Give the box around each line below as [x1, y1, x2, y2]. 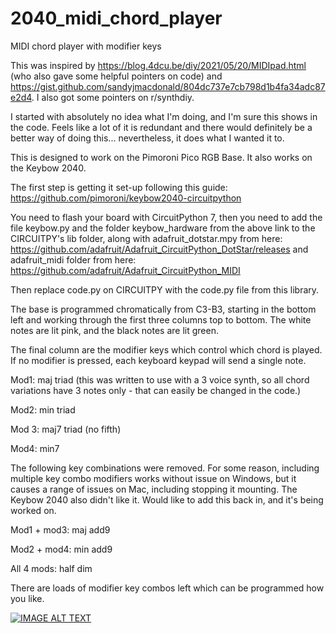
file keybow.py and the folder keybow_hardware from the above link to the [10, 222, 316, 234]
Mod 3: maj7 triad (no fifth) [10, 423, 122, 435]
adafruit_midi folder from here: [10, 253, 137, 266]
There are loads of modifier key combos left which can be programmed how [10, 582, 325, 594]
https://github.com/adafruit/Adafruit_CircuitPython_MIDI [10, 264, 241, 276]
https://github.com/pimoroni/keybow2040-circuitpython [10, 192, 242, 204]
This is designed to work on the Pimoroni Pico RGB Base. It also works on [10, 151, 313, 163]
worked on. [10, 504, 57, 516]
